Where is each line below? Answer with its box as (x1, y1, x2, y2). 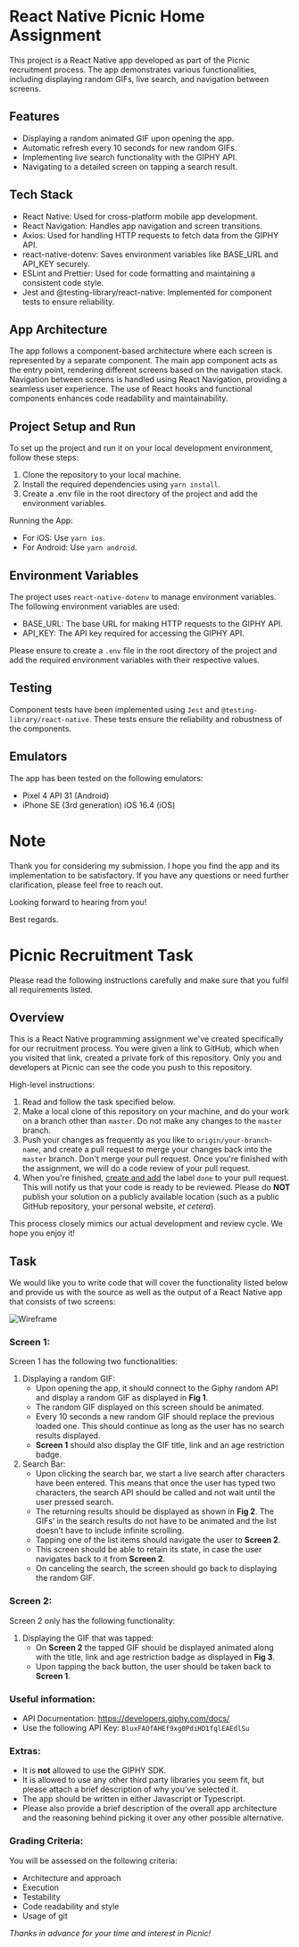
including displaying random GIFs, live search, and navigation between (9, 73, 270, 84)
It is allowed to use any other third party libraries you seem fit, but (21, 1775, 265, 1785)
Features (9, 109, 60, 124)
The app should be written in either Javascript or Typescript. (21, 1793, 245, 1804)
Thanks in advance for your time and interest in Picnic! (9, 1927, 212, 1938)
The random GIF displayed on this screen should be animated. (35, 1402, 265, 1412)
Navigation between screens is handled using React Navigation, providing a (9, 374, 287, 385)
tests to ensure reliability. (21, 296, 115, 307)
